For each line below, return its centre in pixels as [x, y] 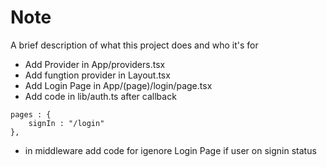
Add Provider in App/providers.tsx [95, 64]
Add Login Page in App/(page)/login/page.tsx [118, 85]
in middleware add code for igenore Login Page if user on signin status [170, 150]
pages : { [31, 114]
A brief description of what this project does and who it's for [134, 45]
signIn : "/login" [66, 123]
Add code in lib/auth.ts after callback [100, 96]
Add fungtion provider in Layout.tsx [97, 75]
